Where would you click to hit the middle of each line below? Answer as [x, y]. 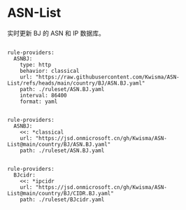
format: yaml [39, 101]
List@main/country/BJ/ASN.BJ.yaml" [59, 144]
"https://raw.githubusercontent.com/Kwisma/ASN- [107, 77]
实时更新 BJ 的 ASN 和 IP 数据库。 [56, 33]
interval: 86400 [44, 95]
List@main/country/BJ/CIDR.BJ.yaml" [60, 193]
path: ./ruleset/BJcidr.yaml [62, 199]
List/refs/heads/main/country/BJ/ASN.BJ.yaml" [76, 83]
